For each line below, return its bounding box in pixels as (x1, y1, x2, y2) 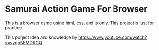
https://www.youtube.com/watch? (78, 34, 147, 40)
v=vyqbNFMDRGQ (5, 39, 43, 45)
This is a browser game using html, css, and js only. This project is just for (5, 20, 154, 25)
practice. (5, 25, 23, 30)
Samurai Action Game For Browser (5, 3, 148, 15)
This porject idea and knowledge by (5, 34, 77, 40)
